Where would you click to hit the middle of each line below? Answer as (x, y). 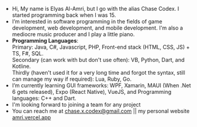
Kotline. (21, 66)
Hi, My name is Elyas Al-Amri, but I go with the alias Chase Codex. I (95, 9)
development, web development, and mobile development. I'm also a (97, 28)
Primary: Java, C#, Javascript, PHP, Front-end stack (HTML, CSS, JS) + (101, 47)
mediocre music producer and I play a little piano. (73, 34)
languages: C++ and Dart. (44, 98)
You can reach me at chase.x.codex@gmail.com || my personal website (101, 111)
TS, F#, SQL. (28, 53)
